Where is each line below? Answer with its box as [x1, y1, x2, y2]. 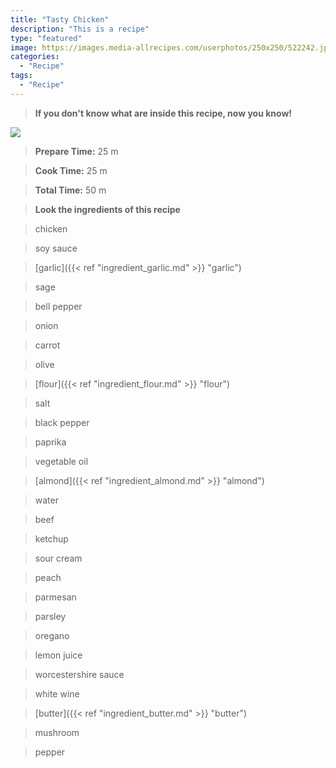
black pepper [34, 416, 90, 428]
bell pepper [34, 300, 83, 312]
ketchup [34, 532, 69, 545]
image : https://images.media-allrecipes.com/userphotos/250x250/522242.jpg [10, 42, 333, 53]
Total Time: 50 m [34, 184, 107, 196]
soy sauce [34, 242, 78, 254]
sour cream [34, 552, 83, 564]
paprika [34, 436, 67, 448]
